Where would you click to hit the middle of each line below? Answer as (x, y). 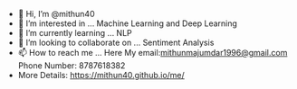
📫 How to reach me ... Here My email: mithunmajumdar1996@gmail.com (153, 53)
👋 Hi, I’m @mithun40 (56, 14)
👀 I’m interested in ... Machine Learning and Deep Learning (128, 23)
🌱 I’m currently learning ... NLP (75, 33)
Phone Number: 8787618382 (72, 66)
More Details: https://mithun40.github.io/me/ (101, 75)
